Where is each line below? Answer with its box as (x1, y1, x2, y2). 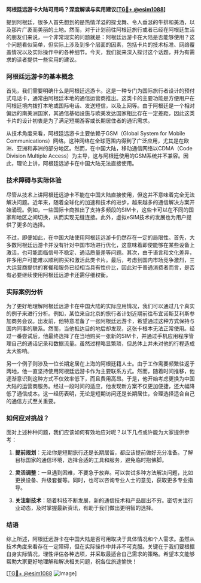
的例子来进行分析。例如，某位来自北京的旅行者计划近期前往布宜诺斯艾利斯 (6, 310, 190, 317)
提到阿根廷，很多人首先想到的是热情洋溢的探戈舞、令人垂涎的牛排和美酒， (6, 19, 190, 26)
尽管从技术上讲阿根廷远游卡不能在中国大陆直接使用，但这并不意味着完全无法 (6, 191, 195, 198)
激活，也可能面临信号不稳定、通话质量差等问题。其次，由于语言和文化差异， (6, 249, 195, 256)
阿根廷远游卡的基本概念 (6, 72, 74, 80)
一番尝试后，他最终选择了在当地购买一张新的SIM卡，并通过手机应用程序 (11, 332, 189, 339)
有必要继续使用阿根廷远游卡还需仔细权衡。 (6, 271, 111, 278)
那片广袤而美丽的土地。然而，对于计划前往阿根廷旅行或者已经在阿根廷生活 (11, 26, 195, 33)
